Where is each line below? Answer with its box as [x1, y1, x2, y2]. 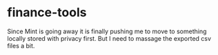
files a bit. [7, 41, 35, 50]
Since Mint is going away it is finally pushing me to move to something [7, 27, 207, 35]
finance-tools [7, 5, 87, 20]
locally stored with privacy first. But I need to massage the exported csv [7, 34, 212, 42]
